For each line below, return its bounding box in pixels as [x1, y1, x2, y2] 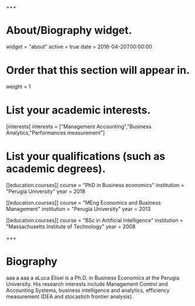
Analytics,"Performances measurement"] [6, 129, 105, 136]
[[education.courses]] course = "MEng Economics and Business [6, 199, 161, 206]
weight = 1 [6, 83, 31, 90]
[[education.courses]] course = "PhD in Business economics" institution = [6, 181, 184, 188]
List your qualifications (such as [6, 150, 166, 163]
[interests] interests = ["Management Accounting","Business [6, 123, 152, 130]
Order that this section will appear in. [6, 64, 190, 77]
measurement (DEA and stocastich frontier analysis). [6, 293, 134, 300]
